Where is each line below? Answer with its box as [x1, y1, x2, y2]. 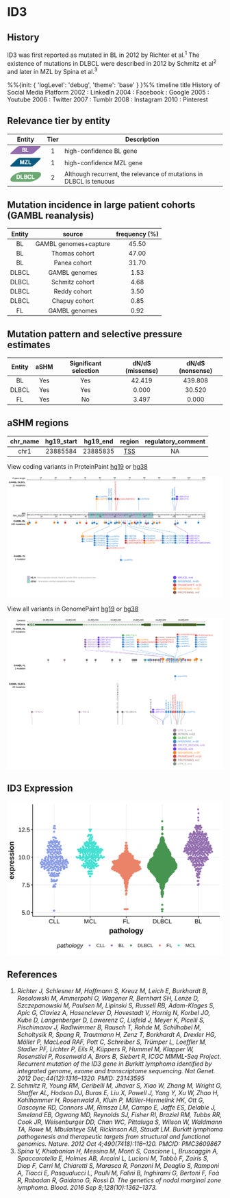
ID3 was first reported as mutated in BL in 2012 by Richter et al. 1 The [7, 49, 200, 59]
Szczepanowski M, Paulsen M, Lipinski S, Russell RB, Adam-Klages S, [16, 1001, 215, 1010]
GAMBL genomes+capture [35, 239, 111, 247]
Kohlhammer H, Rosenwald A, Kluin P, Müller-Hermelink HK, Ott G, [16, 1096, 205, 1104]
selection [71, 366, 99, 374]
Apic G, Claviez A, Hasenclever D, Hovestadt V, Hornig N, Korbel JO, [16, 1009, 211, 1017]
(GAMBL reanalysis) [7, 210, 94, 221]
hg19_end [84, 437, 114, 445]
